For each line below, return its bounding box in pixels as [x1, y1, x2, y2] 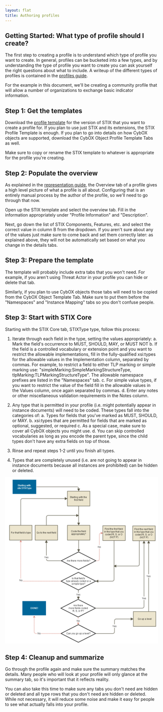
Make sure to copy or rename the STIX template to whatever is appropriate [5, 150, 154, 156]
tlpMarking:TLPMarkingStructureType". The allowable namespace [12, 372, 144, 378]
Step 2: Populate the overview [5, 169, 98, 177]
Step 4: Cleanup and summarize [5, 653, 104, 661]
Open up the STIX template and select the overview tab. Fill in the [5, 207, 136, 213]
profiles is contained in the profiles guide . [5, 73, 88, 79]
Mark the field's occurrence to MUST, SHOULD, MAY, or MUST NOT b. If [12, 341, 158, 347]
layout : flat [5, 8, 32, 13]
